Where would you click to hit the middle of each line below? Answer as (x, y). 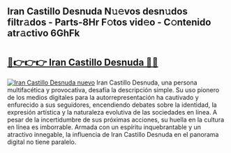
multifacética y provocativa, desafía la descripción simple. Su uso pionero (113, 90)
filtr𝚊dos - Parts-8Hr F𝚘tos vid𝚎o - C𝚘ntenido (109, 23)
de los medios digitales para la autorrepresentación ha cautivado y (103, 97)
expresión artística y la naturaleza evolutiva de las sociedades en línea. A (112, 112)
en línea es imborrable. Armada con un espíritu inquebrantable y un (104, 127)
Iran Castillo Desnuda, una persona (147, 82)
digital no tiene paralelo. (42, 142)
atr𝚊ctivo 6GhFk (44, 33)
